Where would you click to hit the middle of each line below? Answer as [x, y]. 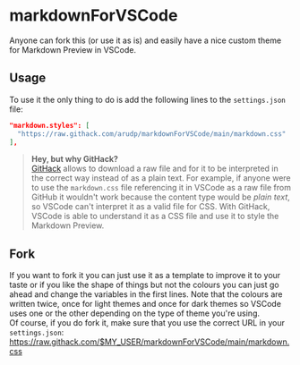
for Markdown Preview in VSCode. [73, 49]
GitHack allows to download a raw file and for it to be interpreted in [155, 169]
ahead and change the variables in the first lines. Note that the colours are [146, 294]
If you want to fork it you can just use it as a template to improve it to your [145, 276]
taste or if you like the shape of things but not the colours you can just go [144, 285]
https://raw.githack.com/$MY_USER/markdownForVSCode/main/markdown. [150, 342]
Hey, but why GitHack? [75, 159]
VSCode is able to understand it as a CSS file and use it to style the [155, 216]
